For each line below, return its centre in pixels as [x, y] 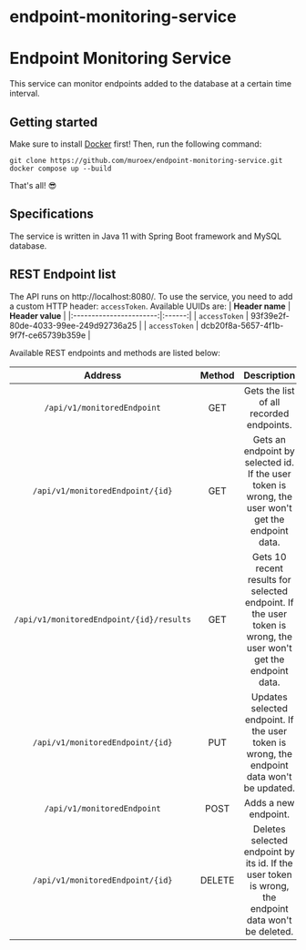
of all [270, 402]
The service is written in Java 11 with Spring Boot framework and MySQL [146, 236]
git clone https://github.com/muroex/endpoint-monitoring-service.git [146, 160]
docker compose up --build [61, 169]
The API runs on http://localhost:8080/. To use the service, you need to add [151, 296]
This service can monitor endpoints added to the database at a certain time [151, 84]
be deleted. [270, 931]
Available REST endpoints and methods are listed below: [115, 352]
